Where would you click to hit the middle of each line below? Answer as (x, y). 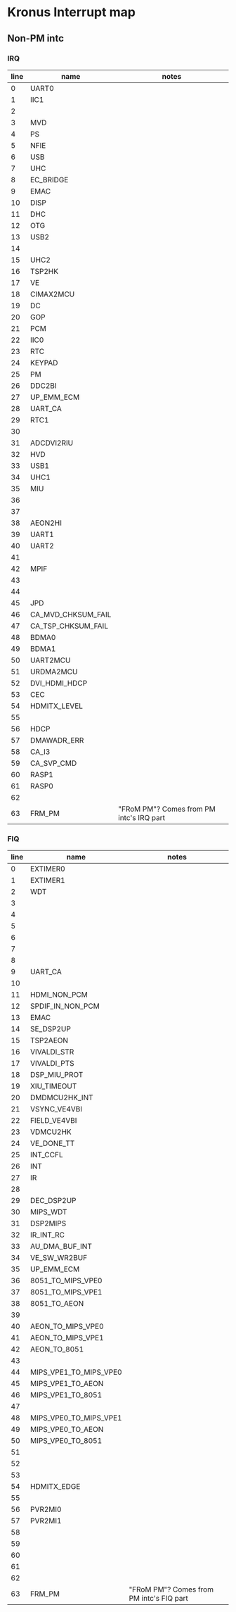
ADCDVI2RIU (52, 443)
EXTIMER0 (48, 869)
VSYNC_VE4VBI (57, 1109)
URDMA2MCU (54, 672)
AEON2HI (46, 523)
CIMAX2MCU (53, 294)
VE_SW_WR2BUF (59, 1258)
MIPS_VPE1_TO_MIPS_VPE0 (76, 1372)
